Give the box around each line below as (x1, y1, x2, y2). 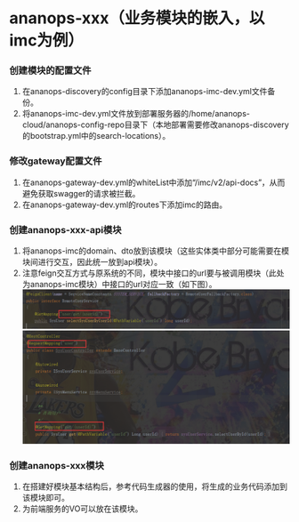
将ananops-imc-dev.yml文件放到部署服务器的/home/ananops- (21, 108, 251, 119)
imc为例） (9, 30, 85, 51)
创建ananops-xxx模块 (9, 459, 105, 471)
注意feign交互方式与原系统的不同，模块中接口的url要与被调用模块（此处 (21, 268, 285, 278)
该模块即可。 (21, 493, 69, 503)
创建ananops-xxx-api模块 (9, 223, 122, 236)
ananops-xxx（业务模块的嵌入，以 (9, 8, 265, 28)
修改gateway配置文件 (9, 155, 102, 167)
